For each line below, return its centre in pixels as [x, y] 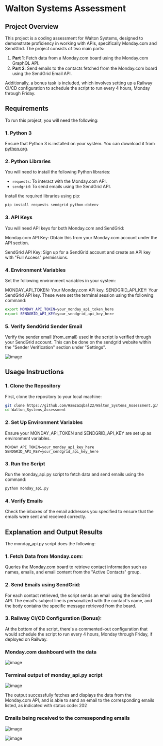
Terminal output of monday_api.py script [54, 675]
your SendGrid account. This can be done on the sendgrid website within [78, 342]
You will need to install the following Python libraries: [58, 172]
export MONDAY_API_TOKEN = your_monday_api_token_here [59, 309]
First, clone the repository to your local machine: [53, 396]
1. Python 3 [18, 133]
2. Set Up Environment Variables [44, 422]
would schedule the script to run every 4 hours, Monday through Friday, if [79, 634]
